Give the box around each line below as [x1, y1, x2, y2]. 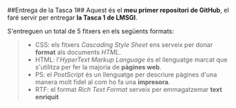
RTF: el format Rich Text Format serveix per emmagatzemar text [35, 86, 223, 93]
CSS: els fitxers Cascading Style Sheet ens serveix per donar [35, 41, 213, 48]
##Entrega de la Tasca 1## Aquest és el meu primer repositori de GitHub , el [7, 6, 229, 14]
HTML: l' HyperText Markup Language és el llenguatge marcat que [35, 55, 228, 64]
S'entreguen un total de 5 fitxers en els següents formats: [7, 27, 175, 35]
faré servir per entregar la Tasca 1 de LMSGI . [7, 13, 138, 22]
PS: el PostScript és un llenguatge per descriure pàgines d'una [35, 70, 217, 79]
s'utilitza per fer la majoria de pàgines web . [35, 63, 162, 71]
